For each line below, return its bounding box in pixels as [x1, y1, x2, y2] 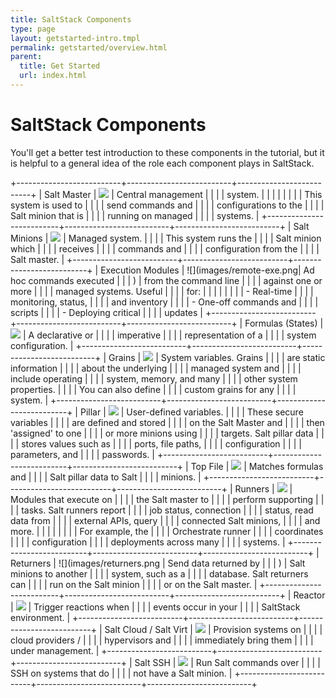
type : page [10, 24, 56, 34]
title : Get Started [19, 61, 101, 71]
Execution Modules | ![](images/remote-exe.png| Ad [100, 264, 315, 276]
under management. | [10, 644, 100, 656]
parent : [10, 52, 43, 62]
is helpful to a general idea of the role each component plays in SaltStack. [10, 157, 315, 169]
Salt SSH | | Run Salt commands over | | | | [134, 656, 321, 668]
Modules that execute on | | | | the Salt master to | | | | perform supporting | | [10, 493, 325, 505]
